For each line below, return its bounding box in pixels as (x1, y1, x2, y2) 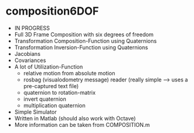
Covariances (14, 56, 47, 64)
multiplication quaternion (23, 101, 86, 109)
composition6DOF (5, 4, 99, 18)
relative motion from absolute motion (23, 69, 115, 77)
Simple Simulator (14, 108, 57, 115)
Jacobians (14, 50, 40, 57)
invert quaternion (23, 95, 66, 103)
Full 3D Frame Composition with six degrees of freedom (14, 30, 154, 38)
